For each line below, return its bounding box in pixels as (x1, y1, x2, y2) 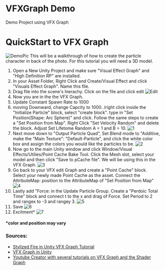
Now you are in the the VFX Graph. (12, 94, 83, 100)
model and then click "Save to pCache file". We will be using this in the (12, 156, 156, 163)
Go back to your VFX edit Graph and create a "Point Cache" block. (12, 167, 147, 173)
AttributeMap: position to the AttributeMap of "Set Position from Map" (12, 177, 154, 183)
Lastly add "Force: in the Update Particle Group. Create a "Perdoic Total (12, 188, 158, 194)
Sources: (5, 233, 28, 239)
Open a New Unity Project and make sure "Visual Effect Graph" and (12, 67, 149, 73)
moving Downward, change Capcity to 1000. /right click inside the (12, 104, 146, 110)
